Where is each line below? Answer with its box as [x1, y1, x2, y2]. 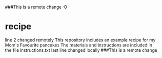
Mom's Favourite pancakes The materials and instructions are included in [5, 42, 153, 48]
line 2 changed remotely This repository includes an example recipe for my [5, 37, 156, 43]
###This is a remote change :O [5, 4, 67, 10]
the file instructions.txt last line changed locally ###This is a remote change [5, 47, 158, 53]
